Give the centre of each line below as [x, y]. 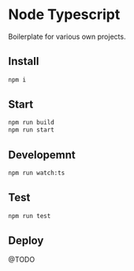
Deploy [26, 240]
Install [24, 61]
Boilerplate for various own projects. [67, 36]
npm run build [32, 123]
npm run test [30, 216]
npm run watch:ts [37, 173]
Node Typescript [64, 15]
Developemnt [42, 155]
